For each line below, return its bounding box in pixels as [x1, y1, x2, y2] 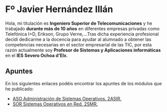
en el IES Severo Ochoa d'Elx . [5, 52, 68, 59]
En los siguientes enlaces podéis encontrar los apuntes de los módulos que [5, 80, 162, 86]
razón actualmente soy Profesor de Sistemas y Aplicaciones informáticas [5, 47, 161, 53]
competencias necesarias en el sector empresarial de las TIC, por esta [5, 41, 152, 47]
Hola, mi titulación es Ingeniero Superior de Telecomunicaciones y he [5, 20, 152, 26]
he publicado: [5, 86, 34, 92]
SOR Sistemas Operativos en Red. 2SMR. [12, 101, 98, 107]
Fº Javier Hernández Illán [5, 4, 114, 15]
